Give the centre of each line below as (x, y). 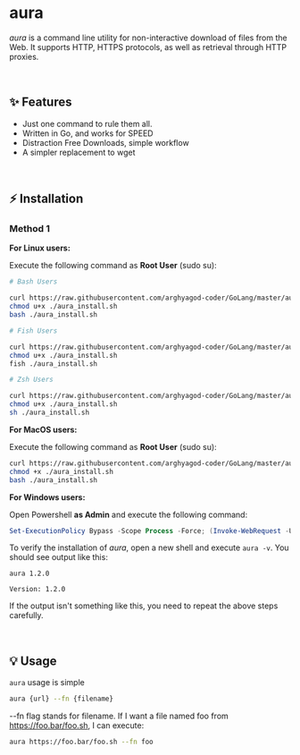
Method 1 (30, 229)
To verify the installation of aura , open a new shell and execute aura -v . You (149, 547)
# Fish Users (33, 331)
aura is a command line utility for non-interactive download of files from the (148, 38)
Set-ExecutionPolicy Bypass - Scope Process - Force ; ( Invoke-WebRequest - (150, 530)
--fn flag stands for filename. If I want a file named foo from (119, 716)
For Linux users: (40, 248)
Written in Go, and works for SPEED (87, 133)
